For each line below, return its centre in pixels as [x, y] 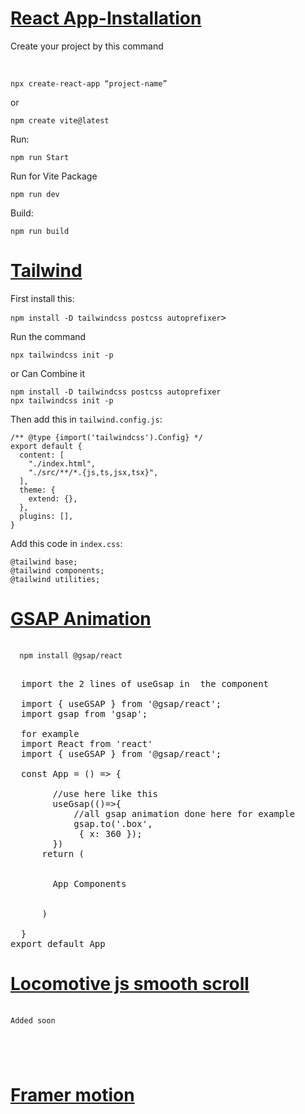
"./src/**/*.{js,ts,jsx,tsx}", [93, 472]
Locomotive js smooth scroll [130, 984]
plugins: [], [46, 516]
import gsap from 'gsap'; [84, 713]
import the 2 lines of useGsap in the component [145, 683]
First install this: [42, 298]
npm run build [40, 231]
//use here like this [105, 793]
